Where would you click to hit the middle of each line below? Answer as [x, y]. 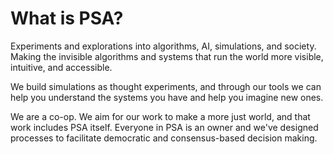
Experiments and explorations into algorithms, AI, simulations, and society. [163, 46]
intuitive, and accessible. [61, 67]
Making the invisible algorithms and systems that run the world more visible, [167, 56]
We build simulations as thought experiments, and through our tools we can [166, 86]
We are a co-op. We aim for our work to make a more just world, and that [160, 116]
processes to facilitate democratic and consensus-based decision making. [164, 138]
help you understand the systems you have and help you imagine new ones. [167, 97]
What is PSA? [67, 18]
